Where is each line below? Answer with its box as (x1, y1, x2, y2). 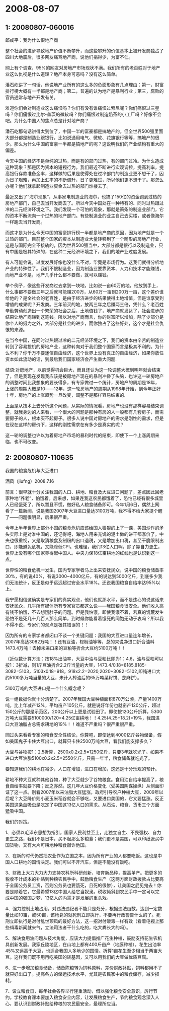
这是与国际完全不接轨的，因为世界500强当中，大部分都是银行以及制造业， (5, 242, 159, 248)
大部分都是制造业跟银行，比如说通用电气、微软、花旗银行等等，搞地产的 (5, 134, 155, 140)
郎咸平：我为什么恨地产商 (5, 37, 58, 43)
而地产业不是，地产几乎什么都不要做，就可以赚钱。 (5, 272, 111, 277)
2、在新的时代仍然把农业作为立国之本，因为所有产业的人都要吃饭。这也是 (5, 852, 158, 858)
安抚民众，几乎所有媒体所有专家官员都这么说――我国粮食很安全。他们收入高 (5, 603, 164, 609)
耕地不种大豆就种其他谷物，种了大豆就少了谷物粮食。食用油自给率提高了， (5, 776, 159, 782)
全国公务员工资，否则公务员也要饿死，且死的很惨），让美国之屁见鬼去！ (9, 882, 157, 888)
